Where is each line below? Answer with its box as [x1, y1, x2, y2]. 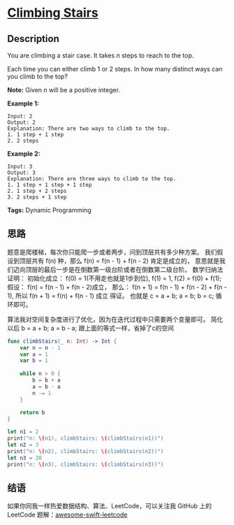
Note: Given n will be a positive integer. [7, 86, 121, 94]
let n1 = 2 [7, 429, 39, 436]
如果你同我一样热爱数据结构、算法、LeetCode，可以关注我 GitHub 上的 [7, 502, 212, 510]
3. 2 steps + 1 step [7, 194, 68, 201]
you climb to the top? [7, 72, 68, 80]
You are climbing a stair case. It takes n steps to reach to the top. [7, 51, 194, 59]
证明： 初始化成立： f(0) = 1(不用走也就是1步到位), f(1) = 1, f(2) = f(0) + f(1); [7, 274, 222, 282]
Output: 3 [7, 169, 36, 176]
